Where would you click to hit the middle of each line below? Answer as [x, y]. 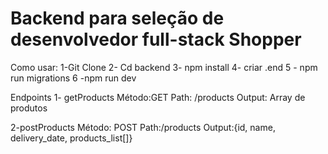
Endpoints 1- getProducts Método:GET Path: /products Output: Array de [158, 97]
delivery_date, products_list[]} [71, 138]
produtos [29, 108]
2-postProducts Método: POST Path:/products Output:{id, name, [143, 127]
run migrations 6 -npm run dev [73, 78]
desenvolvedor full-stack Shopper [156, 39]
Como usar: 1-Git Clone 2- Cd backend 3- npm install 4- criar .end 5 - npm [164, 67]
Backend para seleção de [117, 18]
